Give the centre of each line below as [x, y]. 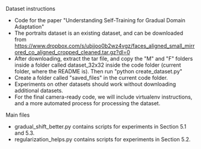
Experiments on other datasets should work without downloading [95, 84]
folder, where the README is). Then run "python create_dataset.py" [98, 71]
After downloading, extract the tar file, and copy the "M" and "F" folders [104, 59]
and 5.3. [24, 133]
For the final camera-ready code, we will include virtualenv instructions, [103, 97]
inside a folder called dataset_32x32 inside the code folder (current [97, 65]
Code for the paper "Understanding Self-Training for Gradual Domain [100, 20]
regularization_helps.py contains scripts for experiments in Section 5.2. [102, 139]
